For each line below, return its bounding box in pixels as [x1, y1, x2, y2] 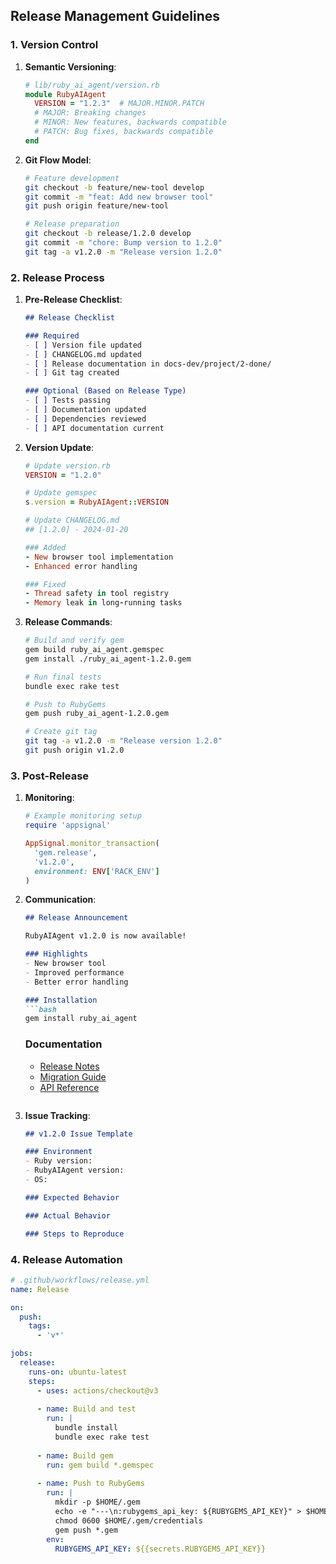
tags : [28, 1321, 52, 1331]
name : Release [10, 1284, 70, 1294]
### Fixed [24, 579, 67, 589]
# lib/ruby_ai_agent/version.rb [24, 80, 160, 90]
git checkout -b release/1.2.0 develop [24, 229, 192, 239]
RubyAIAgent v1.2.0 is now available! [24, 931, 187, 941]
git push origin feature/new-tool [24, 201, 169, 211]
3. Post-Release [10, 769, 90, 783]
